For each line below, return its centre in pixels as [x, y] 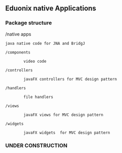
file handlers [38, 97]
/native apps [18, 34]
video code [35, 61]
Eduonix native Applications [51, 8]
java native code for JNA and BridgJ [45, 43]
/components [18, 52]
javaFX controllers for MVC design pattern [70, 79]
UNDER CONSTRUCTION [36, 145]
